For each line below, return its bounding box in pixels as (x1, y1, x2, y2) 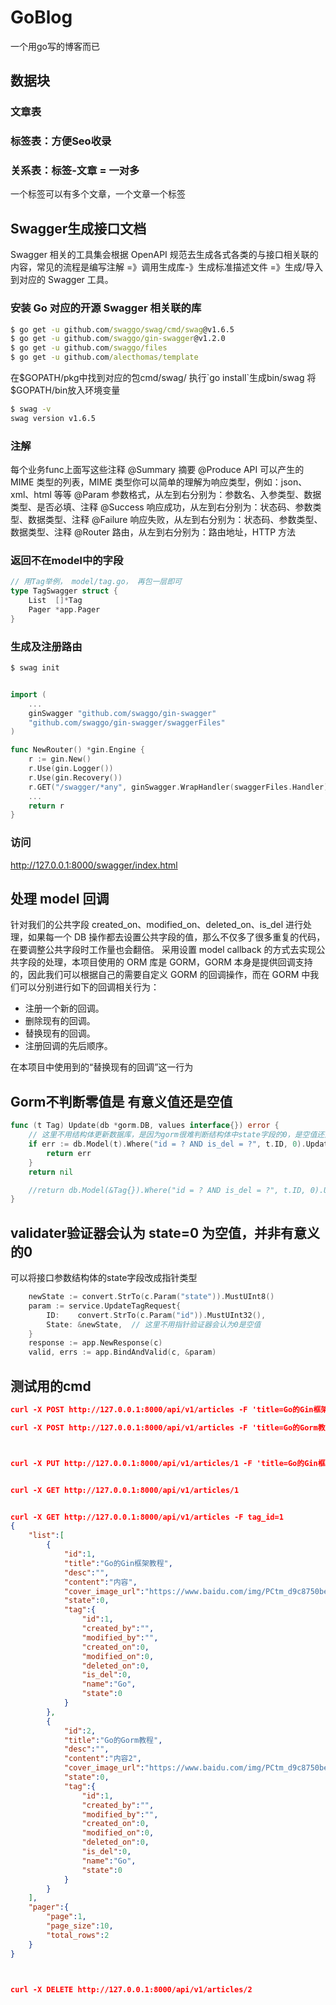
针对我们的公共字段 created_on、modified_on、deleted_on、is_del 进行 (10, 919, 304, 931)
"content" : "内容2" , (63, 1754, 142, 1764)
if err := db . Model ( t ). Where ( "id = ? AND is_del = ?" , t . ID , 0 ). (28, 1139, 307, 1150)
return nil (28, 1167, 74, 1177)
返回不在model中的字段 (10, 554, 124, 568)
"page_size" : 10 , (46, 1921, 114, 1931)
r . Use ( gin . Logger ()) (28, 764, 114, 774)
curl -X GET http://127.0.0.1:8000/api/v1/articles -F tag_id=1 (10, 1512, 284, 1522)
